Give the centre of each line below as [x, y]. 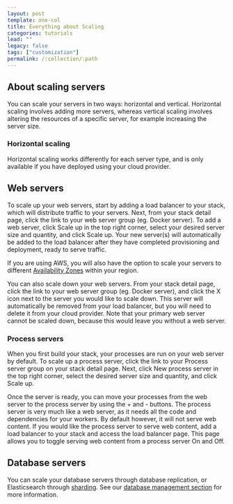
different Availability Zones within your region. [73, 270]
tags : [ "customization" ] [43, 53]
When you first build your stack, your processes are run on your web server [116, 353]
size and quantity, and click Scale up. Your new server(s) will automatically [114, 234]
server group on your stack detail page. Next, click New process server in [113, 368]
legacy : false [28, 46]
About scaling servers [56, 87]
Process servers [35, 339]
